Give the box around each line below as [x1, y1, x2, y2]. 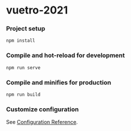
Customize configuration [6, 105, 79, 113]
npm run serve [6, 65, 41, 70]
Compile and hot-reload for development [6, 51, 125, 59]
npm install [6, 38, 35, 44]
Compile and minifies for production [6, 78, 112, 86]
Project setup [6, 25, 45, 33]
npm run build [6, 92, 41, 98]
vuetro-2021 [6, 4, 68, 17]
